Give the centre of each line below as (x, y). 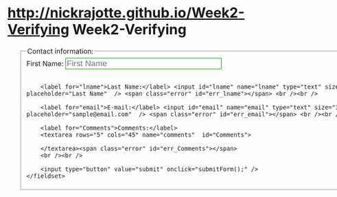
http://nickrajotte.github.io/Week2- (126, 12)
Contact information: (60, 51)
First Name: (45, 63)
